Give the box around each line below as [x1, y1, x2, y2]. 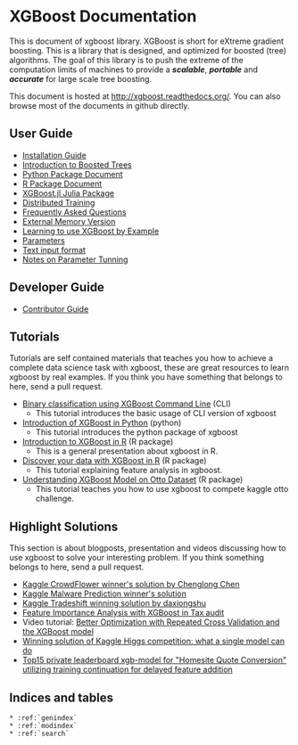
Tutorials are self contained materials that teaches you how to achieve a [9, 353, 274, 364]
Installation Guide [21, 150, 87, 160]
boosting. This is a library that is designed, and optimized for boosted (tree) [9, 45, 287, 55]
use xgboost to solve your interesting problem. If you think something [9, 553, 265, 563]
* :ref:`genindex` [9, 714, 78, 723]
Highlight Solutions [9, 519, 119, 534]
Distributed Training [21, 197, 95, 208]
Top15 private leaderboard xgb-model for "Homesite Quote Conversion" [21, 655, 287, 666]
